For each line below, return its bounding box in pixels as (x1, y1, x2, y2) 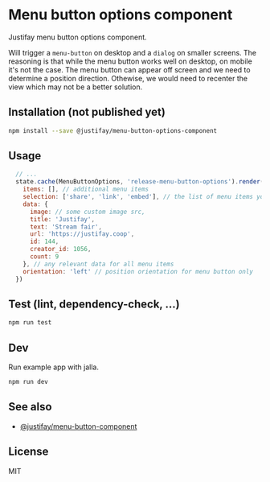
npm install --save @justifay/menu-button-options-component (8, 126, 218, 134)
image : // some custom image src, (29, 208, 146, 216)
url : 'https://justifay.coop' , (29, 230, 135, 238)
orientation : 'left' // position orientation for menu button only (22, 267, 253, 275)
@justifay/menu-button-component (19, 421, 137, 431)
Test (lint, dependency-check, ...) (8, 297, 180, 311)
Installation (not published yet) (8, 105, 166, 119)
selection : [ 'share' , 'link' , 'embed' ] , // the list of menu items (22, 193, 253, 201)
